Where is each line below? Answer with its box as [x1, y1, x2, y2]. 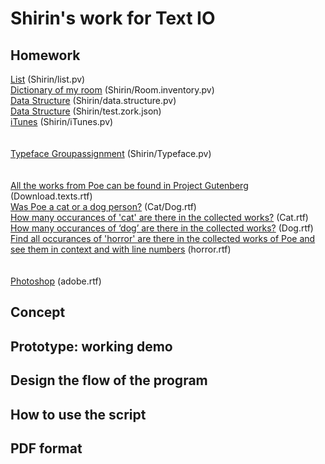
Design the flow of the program [10, 372, 208, 389]
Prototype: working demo [10, 338, 173, 355]
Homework [10, 47, 81, 64]
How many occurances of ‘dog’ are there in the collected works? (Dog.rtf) [10, 222, 314, 234]
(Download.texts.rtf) [10, 190, 93, 202]
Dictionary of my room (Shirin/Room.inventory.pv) [10, 84, 215, 96]
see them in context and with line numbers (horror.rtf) [10, 243, 232, 255]
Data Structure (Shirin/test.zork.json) [10, 105, 162, 117]
